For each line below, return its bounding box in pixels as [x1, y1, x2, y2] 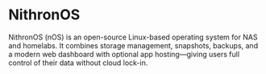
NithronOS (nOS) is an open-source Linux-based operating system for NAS [8, 32, 258, 42]
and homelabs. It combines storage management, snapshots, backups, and [8, 40, 259, 50]
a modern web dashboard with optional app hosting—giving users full [8, 49, 240, 59]
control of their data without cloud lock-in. [8, 58, 148, 68]
